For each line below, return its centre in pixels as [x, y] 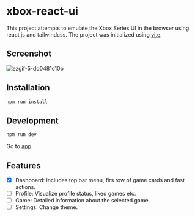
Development [33, 120]
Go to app [19, 146]
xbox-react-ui [42, 11]
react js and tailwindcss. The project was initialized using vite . [84, 34]
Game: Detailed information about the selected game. [83, 201]
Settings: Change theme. [46, 207]
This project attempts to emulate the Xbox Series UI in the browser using [98, 28]
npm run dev [21, 135]
